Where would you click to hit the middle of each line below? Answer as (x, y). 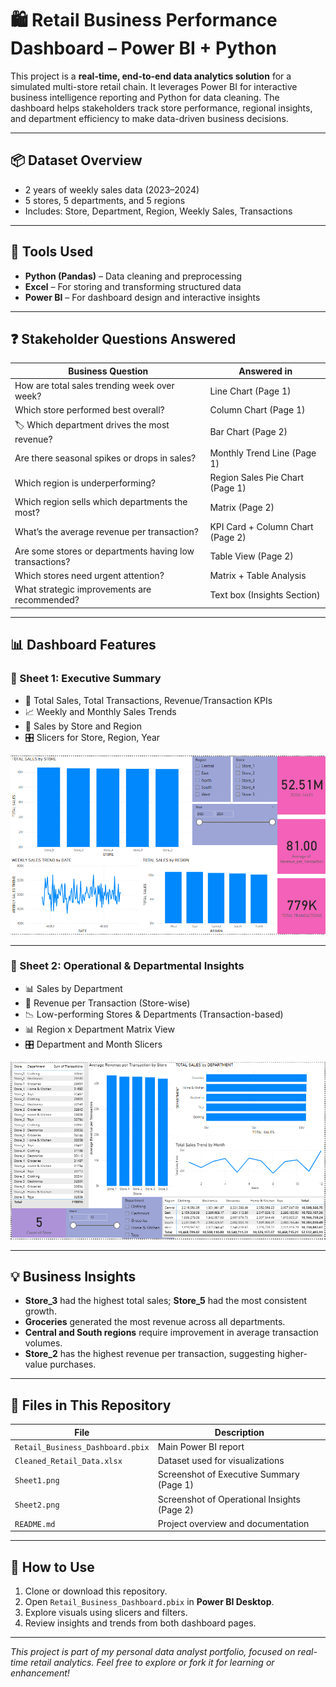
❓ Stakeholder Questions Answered (123, 338)
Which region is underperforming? (85, 483)
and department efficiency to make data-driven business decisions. (149, 118)
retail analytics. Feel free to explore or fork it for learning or (152, 1663)
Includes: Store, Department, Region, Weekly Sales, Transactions (158, 211)
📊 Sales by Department (73, 988)
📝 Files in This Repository (91, 1405)
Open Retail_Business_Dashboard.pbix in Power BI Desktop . (149, 1602)
